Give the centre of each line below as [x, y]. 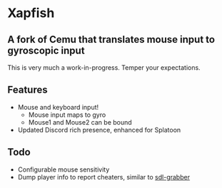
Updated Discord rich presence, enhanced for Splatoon [99, 130]
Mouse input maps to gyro [67, 115]
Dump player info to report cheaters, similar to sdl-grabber [104, 177]
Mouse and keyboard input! [58, 107]
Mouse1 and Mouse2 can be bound [80, 122]
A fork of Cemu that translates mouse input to [111, 40]
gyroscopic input [46, 50]
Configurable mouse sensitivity [64, 169]
